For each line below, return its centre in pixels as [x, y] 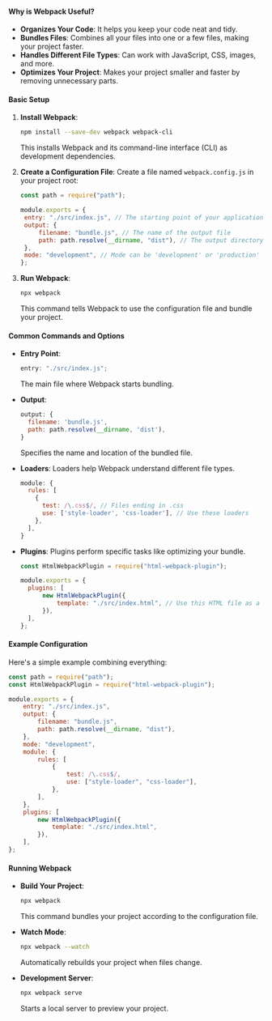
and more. [37, 64]
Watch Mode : [43, 932]
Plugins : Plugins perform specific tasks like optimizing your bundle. [133, 551]
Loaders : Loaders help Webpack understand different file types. [127, 468]
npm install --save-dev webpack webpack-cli [96, 132]
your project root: [49, 181]
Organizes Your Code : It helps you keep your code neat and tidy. [129, 29]
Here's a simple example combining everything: [88, 662]
